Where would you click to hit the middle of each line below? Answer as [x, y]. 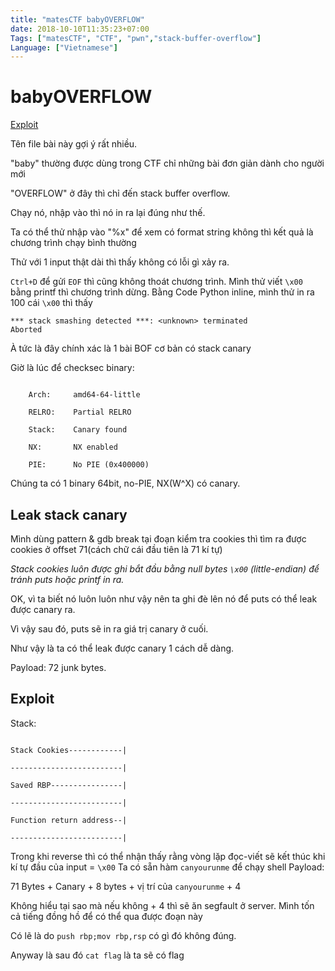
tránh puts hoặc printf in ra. [67, 579]
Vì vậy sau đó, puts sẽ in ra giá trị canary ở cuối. [109, 629]
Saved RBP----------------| [69, 785]
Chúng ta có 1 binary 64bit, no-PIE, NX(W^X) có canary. [125, 483]
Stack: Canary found [78, 430]
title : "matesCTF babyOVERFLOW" [77, 19]
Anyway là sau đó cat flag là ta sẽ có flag [97, 955]
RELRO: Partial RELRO [80, 412]
